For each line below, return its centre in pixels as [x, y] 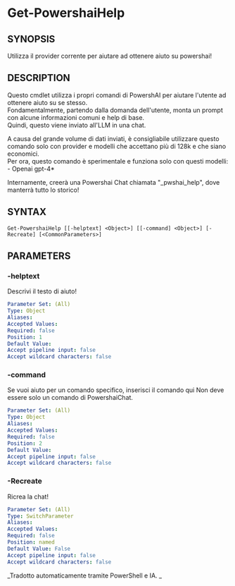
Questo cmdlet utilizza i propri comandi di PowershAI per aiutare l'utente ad [117, 95]
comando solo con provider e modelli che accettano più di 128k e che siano [117, 146]
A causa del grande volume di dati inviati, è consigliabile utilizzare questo [113, 138]
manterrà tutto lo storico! [43, 190]
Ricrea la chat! [28, 496]
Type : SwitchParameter [40, 516]
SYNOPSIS [31, 39]
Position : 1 [25, 337]
